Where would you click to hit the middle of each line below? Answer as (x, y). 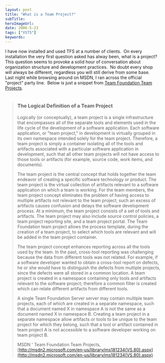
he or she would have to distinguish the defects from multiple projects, (89, 268)
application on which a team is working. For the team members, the (85, 190)
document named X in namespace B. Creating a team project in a (83, 314)
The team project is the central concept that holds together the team (86, 174)
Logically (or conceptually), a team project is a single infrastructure (85, 117)
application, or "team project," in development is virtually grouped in (86, 133)
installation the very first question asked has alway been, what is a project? (81, 56)
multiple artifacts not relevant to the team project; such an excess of (86, 200)
